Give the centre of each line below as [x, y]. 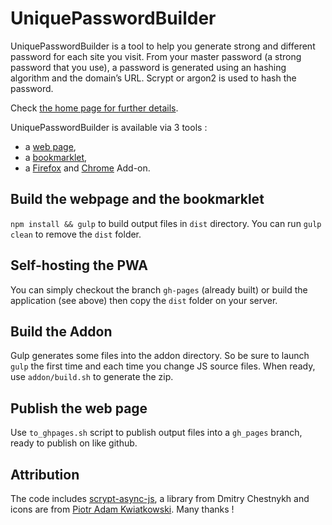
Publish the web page [79, 408]
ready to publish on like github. [74, 443]
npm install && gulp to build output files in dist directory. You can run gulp [166, 223]
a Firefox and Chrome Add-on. [87, 168]
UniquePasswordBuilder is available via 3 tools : [109, 127]
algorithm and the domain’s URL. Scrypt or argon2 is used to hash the [153, 78]
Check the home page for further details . [94, 108]
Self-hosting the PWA [79, 265]
